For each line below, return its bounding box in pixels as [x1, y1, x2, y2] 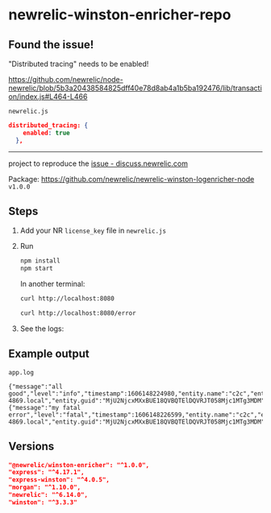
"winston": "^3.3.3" [8, 498, 78, 507]
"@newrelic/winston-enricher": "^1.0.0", [8, 461, 150, 469]
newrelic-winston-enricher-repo [8, 6, 231, 24]
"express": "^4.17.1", [8, 469, 85, 477]
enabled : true [23, 129, 70, 137]
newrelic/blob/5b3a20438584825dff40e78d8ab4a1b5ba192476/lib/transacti [8, 83, 262, 93]
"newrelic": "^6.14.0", [8, 491, 89, 499]
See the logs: [19, 324, 65, 333]
